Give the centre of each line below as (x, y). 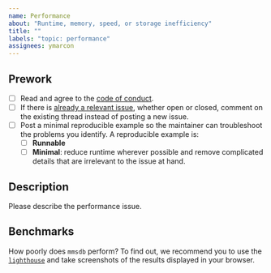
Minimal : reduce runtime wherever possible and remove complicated (148, 152)
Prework (30, 79)
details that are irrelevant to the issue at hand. (109, 161)
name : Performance (39, 16)
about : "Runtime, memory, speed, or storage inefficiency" (110, 23)
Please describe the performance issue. (75, 207)
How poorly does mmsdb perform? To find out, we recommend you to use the (135, 251)
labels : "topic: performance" (60, 38)
